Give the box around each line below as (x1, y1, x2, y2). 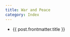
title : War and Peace (5, 7, 51, 13)
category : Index (5, 12, 39, 17)
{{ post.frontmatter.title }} (12, 26, 65, 32)
